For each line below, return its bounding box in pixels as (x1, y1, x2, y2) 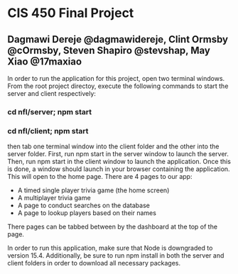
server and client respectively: (7, 89, 96, 97)
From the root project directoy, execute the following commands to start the (7, 82, 229, 90)
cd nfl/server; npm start (7, 106, 92, 116)
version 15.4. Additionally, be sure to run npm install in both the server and (7, 251, 225, 260)
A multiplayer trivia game (17, 194, 91, 202)
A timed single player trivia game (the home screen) (17, 186, 170, 194)
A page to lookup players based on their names (17, 209, 156, 217)
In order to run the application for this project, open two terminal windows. (7, 75, 225, 82)
